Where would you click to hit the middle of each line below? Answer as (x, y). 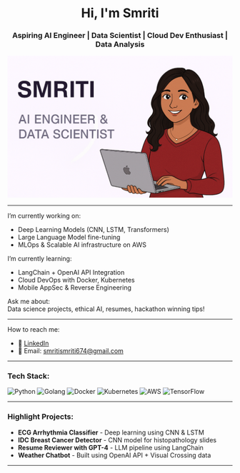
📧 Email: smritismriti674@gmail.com (70, 350)
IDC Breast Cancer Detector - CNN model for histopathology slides (117, 439)
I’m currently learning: (40, 258)
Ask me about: (29, 301)
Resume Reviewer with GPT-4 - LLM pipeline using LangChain (110, 447)
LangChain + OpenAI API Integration (71, 272)
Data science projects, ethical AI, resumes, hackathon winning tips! (106, 309)
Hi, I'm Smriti (120, 13)
